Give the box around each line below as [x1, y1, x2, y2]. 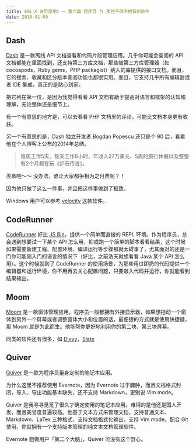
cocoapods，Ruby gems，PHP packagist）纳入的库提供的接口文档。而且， [6, 67, 187, 74]
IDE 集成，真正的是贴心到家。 [12, 81, 84, 88]
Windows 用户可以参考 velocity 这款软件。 [6, 197, 108, 205]
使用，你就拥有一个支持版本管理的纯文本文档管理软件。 [6, 423, 139, 430]
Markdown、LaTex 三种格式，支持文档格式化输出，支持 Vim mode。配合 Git [6, 416, 188, 423]
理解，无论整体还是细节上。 [6, 101, 73, 108]
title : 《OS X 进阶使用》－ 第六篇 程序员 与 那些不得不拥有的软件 [6, 8, 150, 15]
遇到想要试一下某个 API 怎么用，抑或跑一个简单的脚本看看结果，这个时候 [10, 238, 186, 246]
